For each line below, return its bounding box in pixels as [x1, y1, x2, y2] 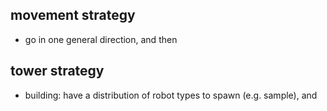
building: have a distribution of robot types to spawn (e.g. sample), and [24, 89, 318, 101]
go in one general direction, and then [24, 33, 178, 45]
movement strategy [10, 7, 136, 24]
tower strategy [10, 63, 105, 80]
